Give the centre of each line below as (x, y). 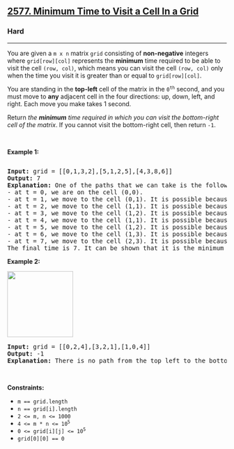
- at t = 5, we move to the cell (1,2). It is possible (104, 227)
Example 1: (23, 152)
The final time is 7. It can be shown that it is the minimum (116, 248)
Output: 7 (24, 178)
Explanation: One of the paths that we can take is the (104, 185)
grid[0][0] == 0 (41, 439)
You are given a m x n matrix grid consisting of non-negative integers (108, 53)
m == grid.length (42, 402)
